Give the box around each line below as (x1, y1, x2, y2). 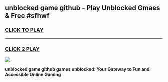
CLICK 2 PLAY (5, 45, 40, 52)
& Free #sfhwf (5, 12, 50, 20)
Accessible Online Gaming (5, 71, 61, 77)
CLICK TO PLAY (5, 27, 44, 34)
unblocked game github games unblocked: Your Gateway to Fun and (5, 66, 150, 72)
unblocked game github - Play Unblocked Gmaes (5, 4, 160, 12)
